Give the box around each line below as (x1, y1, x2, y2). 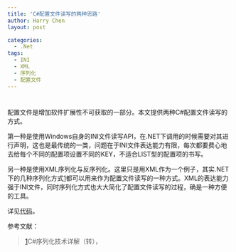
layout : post (7, 23, 46, 31)
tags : (7, 50, 23, 57)
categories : (7, 36, 43, 43)
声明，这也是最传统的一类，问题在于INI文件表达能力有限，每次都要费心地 (13, 140, 227, 149)
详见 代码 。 (7, 206, 39, 215)
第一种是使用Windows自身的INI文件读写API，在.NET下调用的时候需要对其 (7, 132, 222, 140)
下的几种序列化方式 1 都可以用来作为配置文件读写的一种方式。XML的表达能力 (7, 174, 229, 182)
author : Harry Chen (7, 17, 65, 24)
